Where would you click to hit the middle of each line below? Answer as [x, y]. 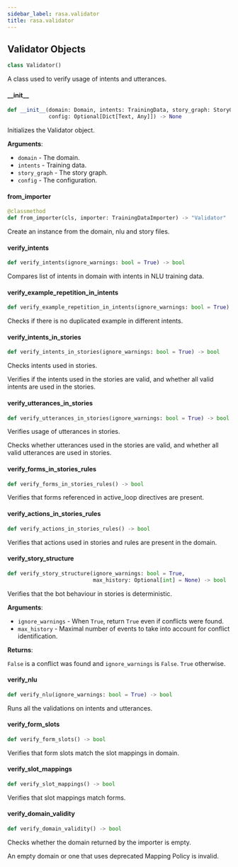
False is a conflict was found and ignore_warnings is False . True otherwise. [117, 663]
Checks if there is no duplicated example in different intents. [95, 321]
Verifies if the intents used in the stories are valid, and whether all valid [110, 379]
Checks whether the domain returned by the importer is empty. [99, 842]
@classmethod [27, 212]
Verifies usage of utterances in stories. [64, 432]
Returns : [20, 650]
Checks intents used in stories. [52, 366]
